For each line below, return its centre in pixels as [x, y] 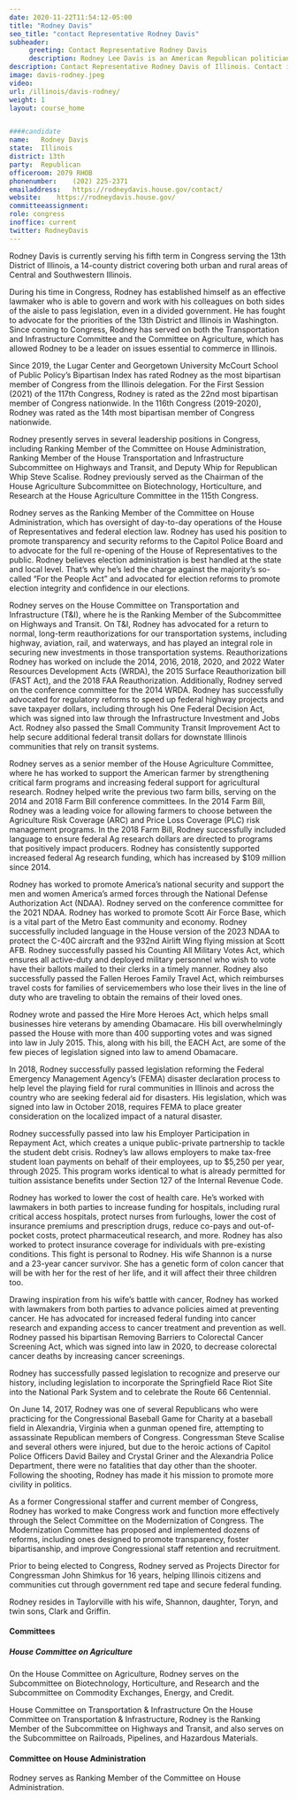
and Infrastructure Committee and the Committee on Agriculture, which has [147, 338]
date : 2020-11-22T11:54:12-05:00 [71, 17]
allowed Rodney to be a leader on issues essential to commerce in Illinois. [143, 348]
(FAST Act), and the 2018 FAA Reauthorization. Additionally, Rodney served [146, 680]
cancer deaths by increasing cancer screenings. [97, 1355]
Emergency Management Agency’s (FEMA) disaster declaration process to [145, 1078]
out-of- [262, 1226]
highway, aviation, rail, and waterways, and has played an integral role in [141, 642]
